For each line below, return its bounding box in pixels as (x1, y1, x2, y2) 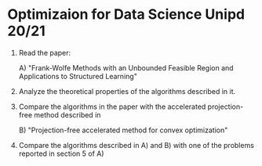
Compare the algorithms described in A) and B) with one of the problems (18, 140, 254, 150)
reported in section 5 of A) (18, 149, 104, 158)
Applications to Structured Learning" (18, 71, 138, 81)
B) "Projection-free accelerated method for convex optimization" (18, 125, 228, 135)
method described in (34, 110, 101, 119)
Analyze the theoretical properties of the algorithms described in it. (18, 86, 236, 96)
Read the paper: (18, 48, 71, 57)
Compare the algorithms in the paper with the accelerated (18, 102, 206, 111)
